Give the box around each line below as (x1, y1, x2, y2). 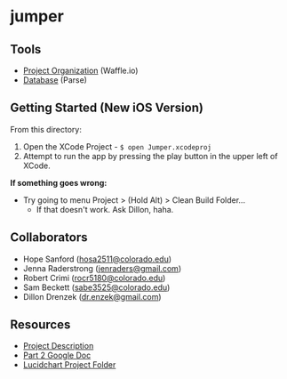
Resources (10, 318, 71, 333)
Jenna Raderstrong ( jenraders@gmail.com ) (22, 262, 181, 273)
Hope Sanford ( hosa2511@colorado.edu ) (22, 254, 172, 264)
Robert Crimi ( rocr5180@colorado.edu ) (22, 272, 166, 283)
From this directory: (10, 124, 83, 134)
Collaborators (10, 230, 88, 246)
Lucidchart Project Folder (22, 359, 116, 370)
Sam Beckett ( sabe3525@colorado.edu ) (22, 282, 171, 293)
